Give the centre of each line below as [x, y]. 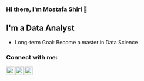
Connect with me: [32, 57]
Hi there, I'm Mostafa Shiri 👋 [47, 9]
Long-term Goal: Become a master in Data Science [76, 42]
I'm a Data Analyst [40, 28]
